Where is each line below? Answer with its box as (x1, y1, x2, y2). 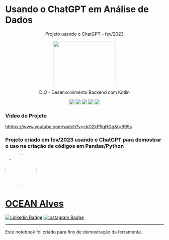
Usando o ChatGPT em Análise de (5, 4, 149, 15)
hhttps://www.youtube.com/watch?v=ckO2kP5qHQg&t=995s (5, 124, 132, 130)
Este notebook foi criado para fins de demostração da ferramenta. (5, 229, 142, 235)
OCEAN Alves (5, 198, 64, 209)
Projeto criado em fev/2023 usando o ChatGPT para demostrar (5, 136, 161, 143)
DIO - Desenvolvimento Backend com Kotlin (39, 89, 130, 95)
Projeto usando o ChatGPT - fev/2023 (45, 31, 124, 37)
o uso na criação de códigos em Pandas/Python (5, 143, 124, 150)
